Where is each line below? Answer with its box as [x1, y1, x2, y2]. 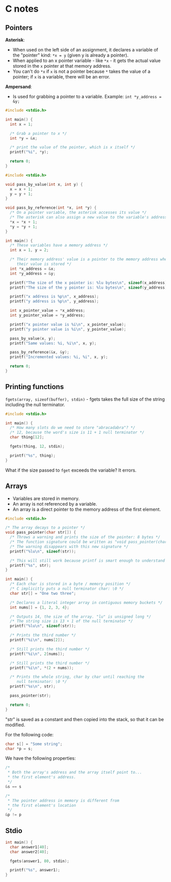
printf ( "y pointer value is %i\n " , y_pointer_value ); [10, 326, 126, 332]
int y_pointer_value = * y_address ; [10, 313, 85, 318]
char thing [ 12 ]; [10, 435, 44, 440]
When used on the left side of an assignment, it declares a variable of [12, 47, 159, 52]
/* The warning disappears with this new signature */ [10, 544, 129, 549]
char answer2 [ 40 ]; [10, 849, 49, 855]
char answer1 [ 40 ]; [10, 844, 49, 849]
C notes [5, 3, 39, 15]
